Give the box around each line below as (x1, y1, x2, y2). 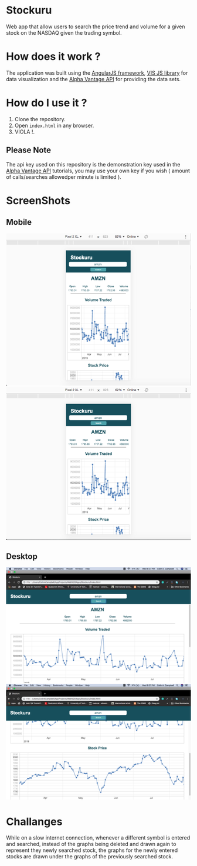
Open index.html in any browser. (14, 122, 94, 129)
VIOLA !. (14, 128, 35, 135)
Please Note (6, 145, 52, 155)
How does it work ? (6, 50, 101, 64)
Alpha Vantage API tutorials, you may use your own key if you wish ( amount (6, 167, 191, 174)
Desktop (6, 551, 38, 561)
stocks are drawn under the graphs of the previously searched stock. (6, 853, 173, 860)
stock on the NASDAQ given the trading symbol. (6, 29, 122, 36)
